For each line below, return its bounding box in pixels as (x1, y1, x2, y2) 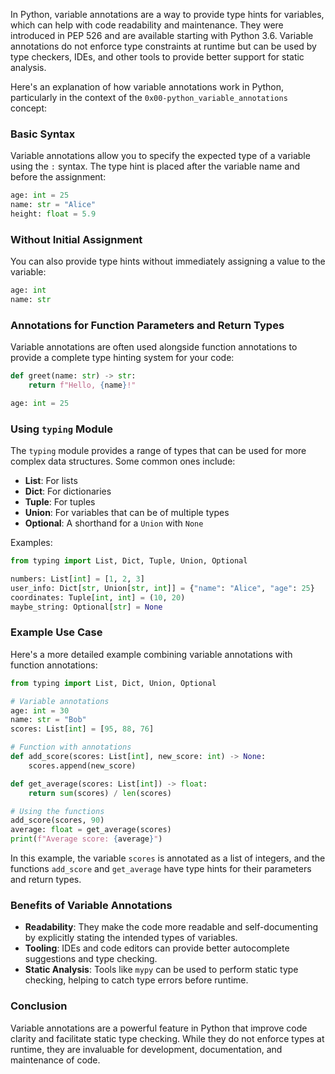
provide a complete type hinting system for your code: (10, 352, 235, 364)
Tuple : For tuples (24, 496, 96, 508)
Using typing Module (10, 422, 114, 436)
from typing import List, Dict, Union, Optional (10, 678, 217, 688)
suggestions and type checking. (24, 953, 158, 965)
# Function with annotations (10, 742, 132, 753)
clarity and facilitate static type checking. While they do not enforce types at (10, 1032, 325, 1044)
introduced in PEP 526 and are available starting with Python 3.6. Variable (10, 30, 314, 41)
